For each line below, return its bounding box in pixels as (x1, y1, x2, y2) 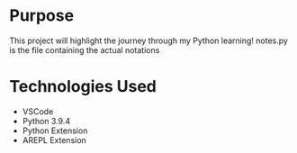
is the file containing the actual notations (9, 44, 160, 55)
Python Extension (22, 125, 88, 136)
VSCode (22, 105, 54, 117)
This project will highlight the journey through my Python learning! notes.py (9, 35, 288, 46)
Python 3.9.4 (22, 115, 70, 126)
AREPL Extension (22, 134, 87, 145)
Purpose (9, 5, 75, 26)
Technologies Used (9, 76, 157, 97)
